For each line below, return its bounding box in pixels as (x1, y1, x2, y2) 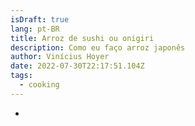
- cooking (19, 80, 60, 90)
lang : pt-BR (10, 24, 60, 34)
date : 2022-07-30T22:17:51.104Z (10, 61, 145, 71)
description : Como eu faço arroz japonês (10, 42, 186, 53)
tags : (10, 71, 33, 81)
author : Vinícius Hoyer (10, 52, 110, 62)
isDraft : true (10, 14, 70, 25)
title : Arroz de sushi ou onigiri (10, 33, 155, 43)
